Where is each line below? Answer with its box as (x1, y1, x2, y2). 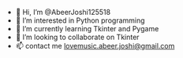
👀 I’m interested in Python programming (15, 16, 145, 25)
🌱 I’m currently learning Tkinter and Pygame (15, 24, 159, 33)
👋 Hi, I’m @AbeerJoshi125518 (15, 8, 111, 16)
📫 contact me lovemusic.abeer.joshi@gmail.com (15, 42, 175, 50)
